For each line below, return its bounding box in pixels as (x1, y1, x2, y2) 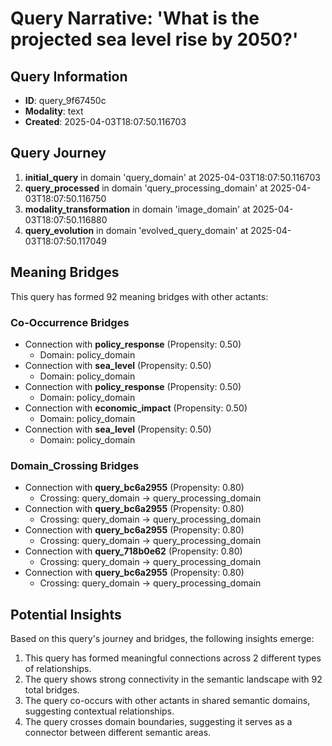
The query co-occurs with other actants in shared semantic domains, (24, 695, 311, 707)
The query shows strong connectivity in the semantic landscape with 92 (24, 673, 323, 686)
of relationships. (24, 663, 92, 675)
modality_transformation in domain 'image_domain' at (24, 203, 251, 215)
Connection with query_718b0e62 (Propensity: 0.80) (24, 545, 243, 557)
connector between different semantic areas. (24, 727, 212, 739)
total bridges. (24, 684, 80, 696)
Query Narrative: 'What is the (10, 7, 260, 30)
